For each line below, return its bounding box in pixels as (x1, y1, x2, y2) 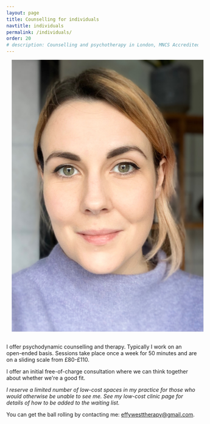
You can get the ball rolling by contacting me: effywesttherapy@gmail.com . (6, 411, 195, 418)
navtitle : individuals (6, 23, 64, 29)
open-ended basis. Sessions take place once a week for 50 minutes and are (6, 349, 197, 356)
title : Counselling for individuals (6, 16, 99, 23)
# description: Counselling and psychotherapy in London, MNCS (6, 42, 170, 48)
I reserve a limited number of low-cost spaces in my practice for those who (6, 386, 196, 393)
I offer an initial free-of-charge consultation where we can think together (6, 367, 189, 375)
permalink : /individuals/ (6, 29, 72, 35)
